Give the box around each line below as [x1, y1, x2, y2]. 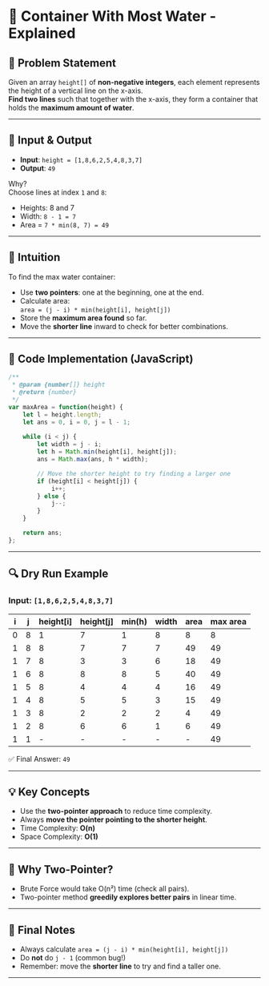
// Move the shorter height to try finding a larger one [37, 469, 231, 477]
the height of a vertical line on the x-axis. [8, 86, 143, 95]
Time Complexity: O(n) [19, 823, 96, 833]
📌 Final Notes [8, 923, 76, 936]
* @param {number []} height [11, 380, 106, 389]
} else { [37, 492, 66, 500]
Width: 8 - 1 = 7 [19, 211, 77, 221]
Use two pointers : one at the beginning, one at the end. [19, 288, 204, 297]
